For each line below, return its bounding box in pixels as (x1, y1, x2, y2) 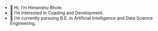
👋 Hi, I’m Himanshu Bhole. (9, 5, 63, 10)
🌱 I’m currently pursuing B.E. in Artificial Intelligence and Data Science (9, 15, 153, 21)
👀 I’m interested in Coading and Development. (9, 10, 104, 16)
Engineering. (9, 20, 36, 26)
